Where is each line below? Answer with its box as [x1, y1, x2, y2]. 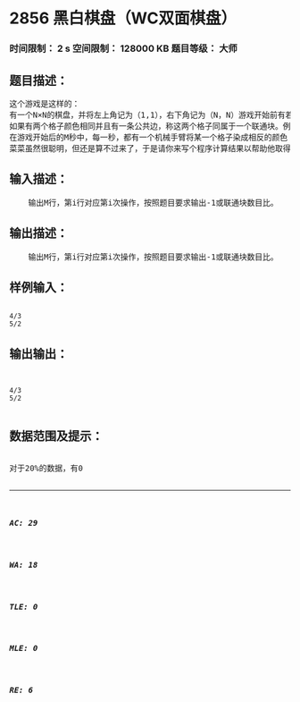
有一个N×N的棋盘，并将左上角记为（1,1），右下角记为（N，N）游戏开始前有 [9, 109, 286, 120]
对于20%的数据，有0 [9, 462, 83, 473]
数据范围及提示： [9, 428, 104, 444]
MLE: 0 [9, 643, 38, 654]
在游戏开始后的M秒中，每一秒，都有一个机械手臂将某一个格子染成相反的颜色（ [9, 131, 296, 142]
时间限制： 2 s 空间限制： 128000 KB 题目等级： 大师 [9, 42, 238, 55]
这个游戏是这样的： [9, 98, 80, 108]
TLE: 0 [9, 601, 38, 612]
